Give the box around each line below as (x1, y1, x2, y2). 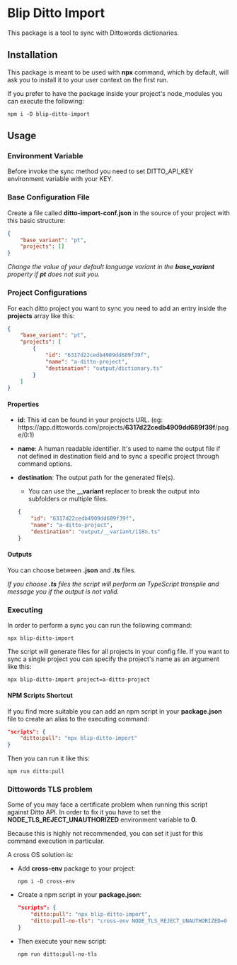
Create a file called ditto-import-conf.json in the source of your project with (7, 208, 230, 217)
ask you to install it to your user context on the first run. (7, 75, 168, 84)
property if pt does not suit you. (7, 270, 100, 278)
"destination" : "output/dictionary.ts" (45, 364, 163, 372)
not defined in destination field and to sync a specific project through (17, 452, 219, 461)
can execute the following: (7, 97, 85, 105)
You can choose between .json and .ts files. (7, 566, 137, 574)
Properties (7, 400, 40, 408)
